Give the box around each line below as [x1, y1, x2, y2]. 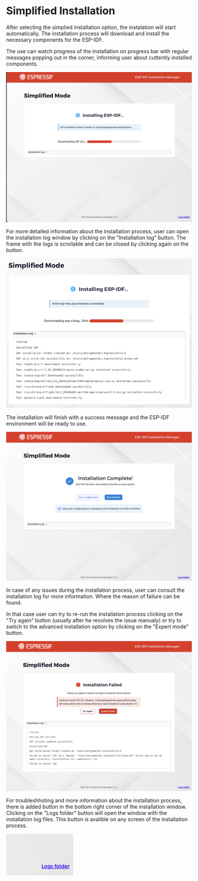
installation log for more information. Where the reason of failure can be [6, 592, 180, 600]
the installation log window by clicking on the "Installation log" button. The [6, 234, 187, 242]
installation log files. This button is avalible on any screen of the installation [6, 815, 188, 823]
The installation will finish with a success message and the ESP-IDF [6, 413, 170, 420]
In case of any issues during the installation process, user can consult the [6, 586, 185, 593]
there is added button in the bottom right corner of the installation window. [6, 803, 187, 810]
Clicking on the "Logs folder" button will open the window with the [6, 809, 167, 816]
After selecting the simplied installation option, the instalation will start [6, 24, 176, 31]
